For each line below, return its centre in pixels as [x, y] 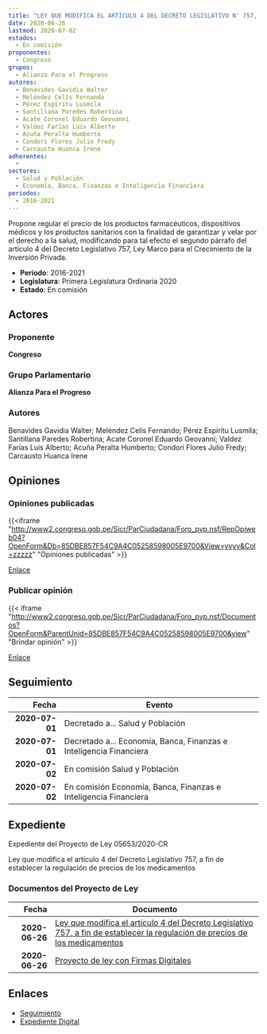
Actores [29, 314]
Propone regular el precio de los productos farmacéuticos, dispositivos [124, 223]
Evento [159, 704]
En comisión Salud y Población [121, 769]
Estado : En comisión [53, 289]
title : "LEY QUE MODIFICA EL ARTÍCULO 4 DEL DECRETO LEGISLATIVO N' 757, [133, 16]
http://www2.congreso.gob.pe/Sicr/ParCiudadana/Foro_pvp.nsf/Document [134, 616]
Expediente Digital [49, 1021]
